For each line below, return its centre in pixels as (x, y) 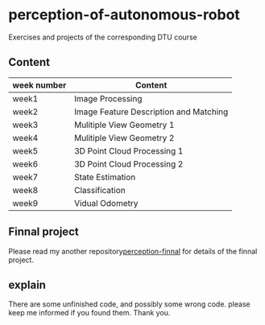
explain (27, 284)
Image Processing (108, 98)
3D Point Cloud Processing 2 (128, 164)
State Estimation (105, 177)
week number (39, 84)
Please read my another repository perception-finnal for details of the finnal (133, 251)
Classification (100, 190)
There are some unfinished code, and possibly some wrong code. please (130, 304)
